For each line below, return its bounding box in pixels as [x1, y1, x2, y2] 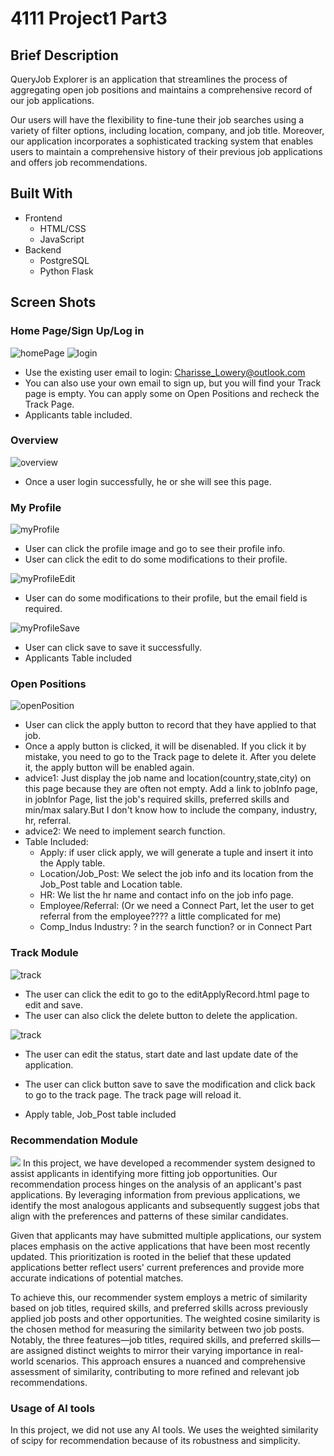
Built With [10, 185, 73, 202]
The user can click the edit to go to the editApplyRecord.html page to [24, 988, 310, 1000]
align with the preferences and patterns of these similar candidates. [10, 1210, 289, 1222]
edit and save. [24, 998, 83, 1011]
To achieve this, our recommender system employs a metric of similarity [10, 1291, 308, 1303]
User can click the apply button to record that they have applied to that [24, 719, 317, 731]
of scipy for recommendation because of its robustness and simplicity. [10, 1435, 301, 1447]
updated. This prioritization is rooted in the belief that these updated [10, 1250, 292, 1262]
